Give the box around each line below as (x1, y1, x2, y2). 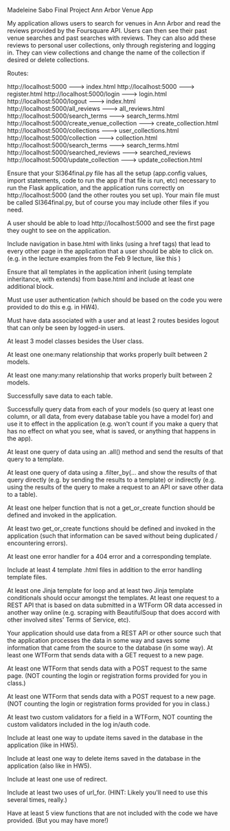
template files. (7, 573, 47, 581)
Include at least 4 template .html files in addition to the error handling (7, 566, 203, 574)
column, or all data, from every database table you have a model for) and (7, 413, 214, 420)
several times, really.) (7, 796, 67, 803)
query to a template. (7, 455, 65, 463)
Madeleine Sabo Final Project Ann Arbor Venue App (7, 6, 153, 14)
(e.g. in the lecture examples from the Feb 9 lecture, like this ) (7, 254, 181, 263)
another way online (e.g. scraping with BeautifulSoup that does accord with (7, 608, 220, 616)
